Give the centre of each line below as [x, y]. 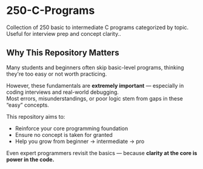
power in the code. [30, 159]
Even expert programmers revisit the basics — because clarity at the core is [102, 153]
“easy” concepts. [28, 105]
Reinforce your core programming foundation [72, 128]
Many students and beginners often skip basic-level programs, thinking [95, 67]
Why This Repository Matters [63, 53]
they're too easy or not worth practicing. [57, 74]
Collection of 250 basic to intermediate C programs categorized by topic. [98, 27]
